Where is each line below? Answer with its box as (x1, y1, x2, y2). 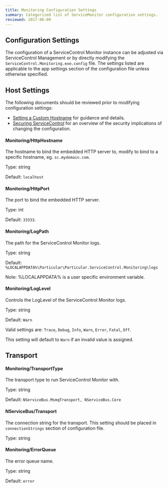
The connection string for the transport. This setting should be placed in (5, 420, 157, 426)
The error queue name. (5, 458, 54, 464)
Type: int (5, 207, 24, 213)
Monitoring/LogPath (5, 228, 49, 234)
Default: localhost (5, 174, 44, 180)
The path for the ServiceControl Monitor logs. (5, 239, 101, 246)
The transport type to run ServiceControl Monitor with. (5, 377, 120, 383)
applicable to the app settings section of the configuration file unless (5, 66, 150, 72)
